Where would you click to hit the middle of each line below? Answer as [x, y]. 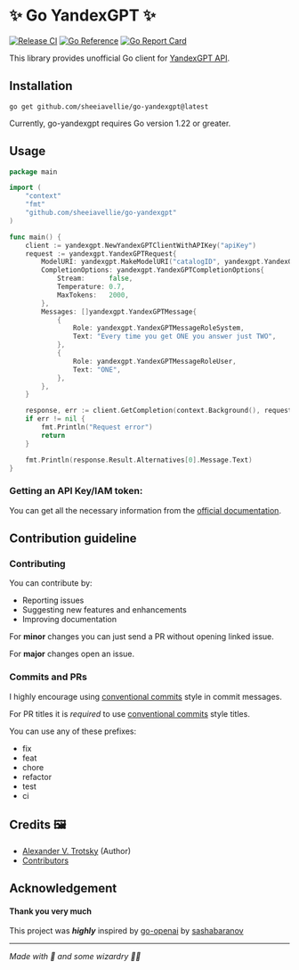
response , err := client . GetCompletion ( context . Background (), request [159, 411]
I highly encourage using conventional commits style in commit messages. [146, 696]
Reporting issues [53, 600]
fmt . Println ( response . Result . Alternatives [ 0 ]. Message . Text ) [139, 460]
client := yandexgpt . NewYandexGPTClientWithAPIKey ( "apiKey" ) [141, 245]
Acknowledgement [63, 888]
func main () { [36, 237]
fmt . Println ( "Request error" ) [97, 427]
